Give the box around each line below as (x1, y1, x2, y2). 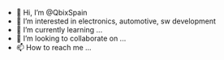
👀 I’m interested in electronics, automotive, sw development (15, 16, 217, 26)
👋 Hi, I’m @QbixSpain (15, 8, 88, 17)
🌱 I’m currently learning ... (15, 25, 103, 34)
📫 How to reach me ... (15, 43, 92, 52)
